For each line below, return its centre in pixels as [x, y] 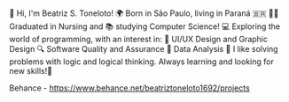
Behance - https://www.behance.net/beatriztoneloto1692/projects [129, 88]
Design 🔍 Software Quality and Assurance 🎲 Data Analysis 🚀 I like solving [144, 49]
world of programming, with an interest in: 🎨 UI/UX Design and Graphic [139, 39]
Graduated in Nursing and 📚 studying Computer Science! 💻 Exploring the [145, 26]
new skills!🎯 [31, 71]
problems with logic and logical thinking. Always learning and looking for [142, 62]
